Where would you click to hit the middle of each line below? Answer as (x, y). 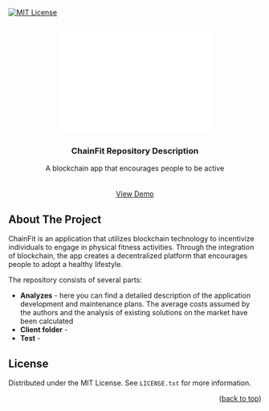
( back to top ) (240, 398)
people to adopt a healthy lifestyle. (65, 265)
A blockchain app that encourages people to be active (135, 168)
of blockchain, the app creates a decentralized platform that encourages (128, 256)
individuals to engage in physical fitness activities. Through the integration (131, 247)
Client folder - (44, 330)
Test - (30, 339)
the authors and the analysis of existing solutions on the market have (134, 313)
